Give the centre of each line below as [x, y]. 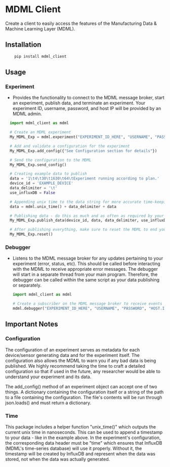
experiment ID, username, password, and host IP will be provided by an [87, 109]
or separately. [27, 285]
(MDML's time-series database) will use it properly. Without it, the [74, 448]
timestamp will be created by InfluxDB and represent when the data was [80, 454]
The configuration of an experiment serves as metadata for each [73, 350]
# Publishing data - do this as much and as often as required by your [87, 216]
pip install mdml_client [40, 56]
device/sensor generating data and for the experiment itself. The [73, 355]
